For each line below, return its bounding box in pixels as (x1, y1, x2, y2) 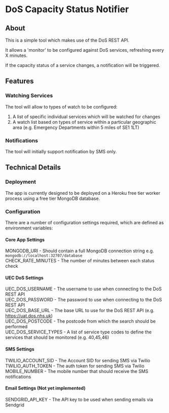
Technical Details (5, 163, 61, 172)
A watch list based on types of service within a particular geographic (12, 119, 156, 125)
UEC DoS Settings (5, 274, 44, 281)
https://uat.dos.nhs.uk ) (5, 313, 53, 319)
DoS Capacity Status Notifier (5, 4, 129, 15)
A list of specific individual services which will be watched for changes (12, 113, 160, 120)
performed (5, 324, 28, 330)
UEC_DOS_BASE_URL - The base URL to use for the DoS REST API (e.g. (5, 307, 155, 314)
